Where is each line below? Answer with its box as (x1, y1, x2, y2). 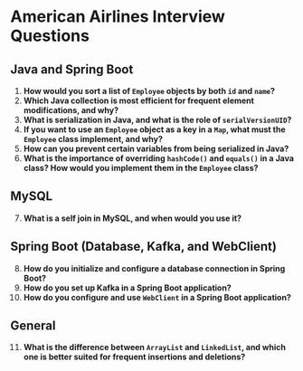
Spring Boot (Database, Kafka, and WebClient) (10, 239, 277, 254)
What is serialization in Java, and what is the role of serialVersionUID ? (23, 115, 292, 125)
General (10, 319, 57, 334)
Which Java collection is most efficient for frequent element (23, 95, 254, 106)
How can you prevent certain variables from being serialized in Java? (23, 143, 289, 154)
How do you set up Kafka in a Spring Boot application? (23, 282, 232, 293)
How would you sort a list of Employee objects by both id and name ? (23, 86, 275, 96)
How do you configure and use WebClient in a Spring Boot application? (23, 291, 292, 302)
